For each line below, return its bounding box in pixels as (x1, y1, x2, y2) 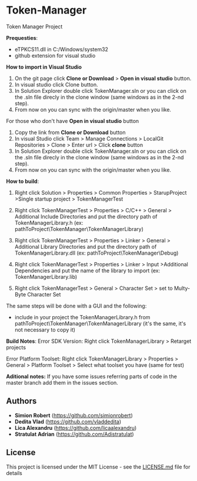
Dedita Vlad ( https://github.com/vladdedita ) (14, 418, 122, 425)
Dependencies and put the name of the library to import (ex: (14, 267, 161, 274)
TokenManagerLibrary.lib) (14, 273, 78, 280)
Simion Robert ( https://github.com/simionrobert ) (14, 412, 133, 419)
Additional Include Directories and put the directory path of (14, 213, 158, 220)
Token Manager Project (6, 23, 63, 30)
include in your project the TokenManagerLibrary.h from (14, 313, 151, 320)
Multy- (173, 285, 191, 292)
